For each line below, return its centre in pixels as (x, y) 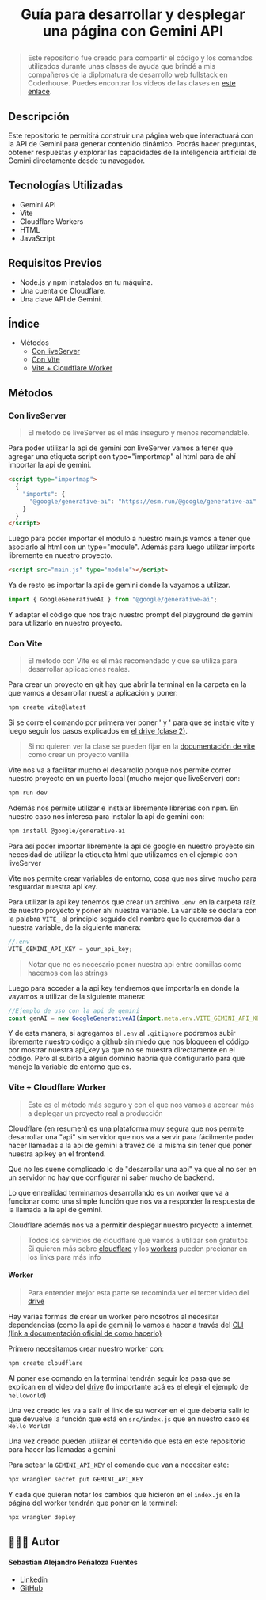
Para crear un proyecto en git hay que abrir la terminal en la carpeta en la (127, 684)
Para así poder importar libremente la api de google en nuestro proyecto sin (131, 846)
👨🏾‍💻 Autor (34, 1542)
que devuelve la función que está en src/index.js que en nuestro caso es (129, 1419)
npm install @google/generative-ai (67, 831)
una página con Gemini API (133, 31)
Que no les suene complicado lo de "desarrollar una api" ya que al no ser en (133, 1169)
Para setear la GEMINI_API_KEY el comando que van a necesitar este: (119, 1465)
